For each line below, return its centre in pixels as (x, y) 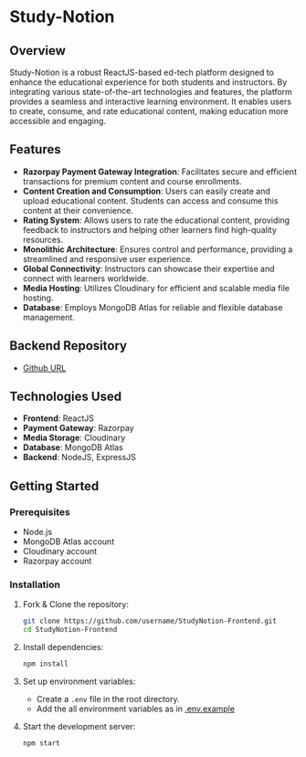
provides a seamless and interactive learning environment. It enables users (151, 101)
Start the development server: (79, 727)
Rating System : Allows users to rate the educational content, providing (156, 220)
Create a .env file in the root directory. (108, 699)
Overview (38, 51)
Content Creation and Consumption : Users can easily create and (147, 191)
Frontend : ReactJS (58, 418)
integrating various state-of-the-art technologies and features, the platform (151, 92)
